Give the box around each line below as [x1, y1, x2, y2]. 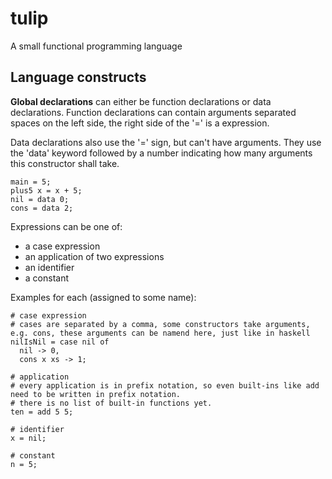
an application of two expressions [24, 250, 165, 262]
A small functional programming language [10, 40, 183, 52]
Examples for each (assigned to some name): [10, 291, 197, 303]
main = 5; [10, 177, 52, 187]
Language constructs [10, 69, 147, 86]
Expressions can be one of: [10, 220, 123, 232]
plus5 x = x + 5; [10, 185, 83, 196]
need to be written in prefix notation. [10, 389, 182, 399]
